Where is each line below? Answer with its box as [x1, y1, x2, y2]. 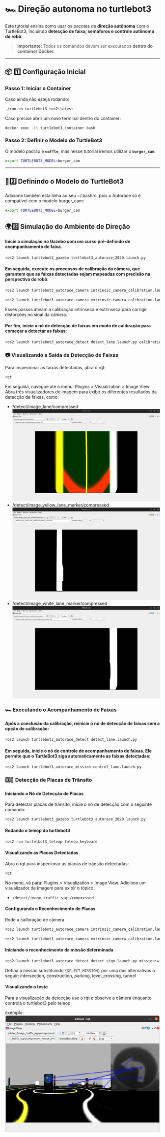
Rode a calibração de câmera [5, 916, 65, 922]
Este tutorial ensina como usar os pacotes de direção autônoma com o [5, 23, 149, 29]
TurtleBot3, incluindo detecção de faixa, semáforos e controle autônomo [5, 28, 155, 34]
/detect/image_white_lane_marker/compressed [12, 600, 108, 606]
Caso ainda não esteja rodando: [5, 96, 70, 102]
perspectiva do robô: [5, 276, 49, 283]
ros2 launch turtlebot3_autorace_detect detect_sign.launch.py [5, 958, 137, 963]
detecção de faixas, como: [5, 394, 59, 400]
